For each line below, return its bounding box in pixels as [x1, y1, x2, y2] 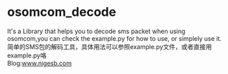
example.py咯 [7, 51, 47, 59]
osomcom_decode [7, 4, 117, 20]
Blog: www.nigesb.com [7, 59, 72, 67]
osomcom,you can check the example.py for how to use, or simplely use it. [7, 34, 222, 42]
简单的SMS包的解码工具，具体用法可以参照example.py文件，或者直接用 [7, 42, 212, 50]
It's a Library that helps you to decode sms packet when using [7, 27, 186, 35]
